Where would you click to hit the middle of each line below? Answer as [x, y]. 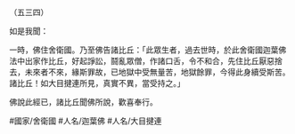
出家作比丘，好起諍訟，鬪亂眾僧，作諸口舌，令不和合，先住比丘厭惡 [149, 61]
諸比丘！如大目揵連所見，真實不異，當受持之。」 [97, 83]
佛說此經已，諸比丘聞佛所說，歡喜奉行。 [83, 102]
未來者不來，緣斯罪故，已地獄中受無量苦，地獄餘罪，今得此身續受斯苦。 [157, 72]
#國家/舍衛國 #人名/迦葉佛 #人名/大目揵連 [86, 121]
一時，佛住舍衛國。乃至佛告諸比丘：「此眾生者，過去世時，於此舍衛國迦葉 [144, 50]
